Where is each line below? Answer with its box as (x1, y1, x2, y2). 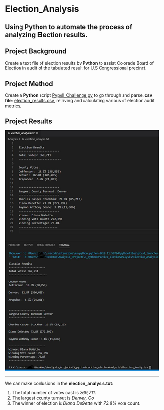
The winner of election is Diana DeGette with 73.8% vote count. (12, 400, 141, 406)
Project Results (5, 117, 52, 125)
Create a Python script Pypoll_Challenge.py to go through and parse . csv (5, 92, 153, 98)
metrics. (5, 103, 22, 108)
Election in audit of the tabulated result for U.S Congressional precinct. (5, 65, 147, 71)
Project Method (5, 79, 53, 87)
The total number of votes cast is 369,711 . (12, 389, 96, 395)
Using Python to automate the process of (5, 23, 133, 31)
